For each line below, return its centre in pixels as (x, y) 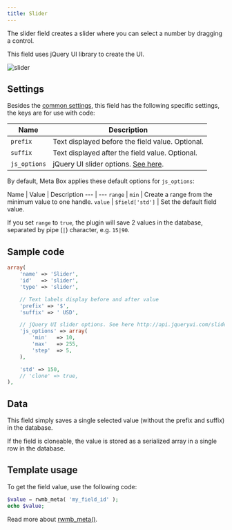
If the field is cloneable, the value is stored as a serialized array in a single (112, 441)
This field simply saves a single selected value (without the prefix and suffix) (116, 420)
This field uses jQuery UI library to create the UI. (76, 54)
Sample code (36, 252)
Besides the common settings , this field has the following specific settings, (113, 106)
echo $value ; (26, 506)
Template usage (42, 470)
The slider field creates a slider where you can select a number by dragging (115, 33)
